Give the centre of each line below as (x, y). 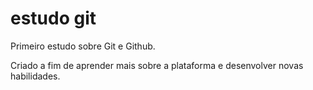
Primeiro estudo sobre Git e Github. (83, 46)
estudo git (53, 18)
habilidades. (35, 76)
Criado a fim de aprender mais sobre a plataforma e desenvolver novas (157, 65)
